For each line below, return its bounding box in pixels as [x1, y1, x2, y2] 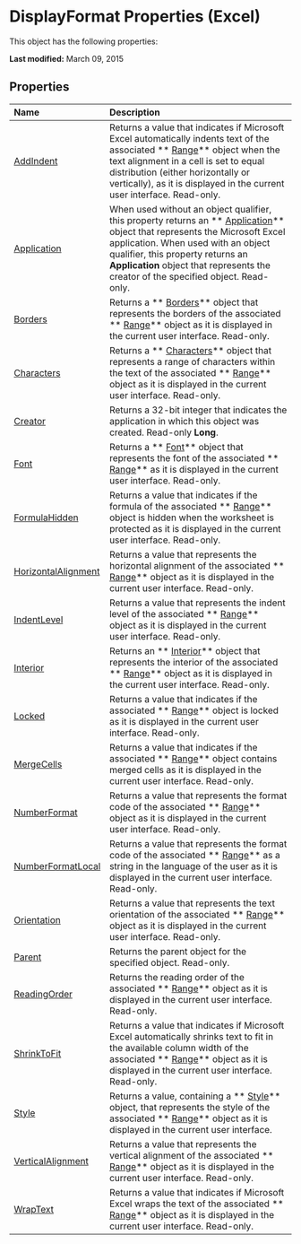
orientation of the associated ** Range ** [108, 908, 285, 920]
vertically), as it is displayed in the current [108, 177, 285, 189]
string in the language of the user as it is [108, 859, 279, 872]
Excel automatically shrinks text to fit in [108, 1030, 274, 1042]
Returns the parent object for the [108, 944, 247, 957]
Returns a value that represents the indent [108, 596, 287, 609]
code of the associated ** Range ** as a [108, 848, 280, 861]
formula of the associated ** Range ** [108, 500, 272, 512]
